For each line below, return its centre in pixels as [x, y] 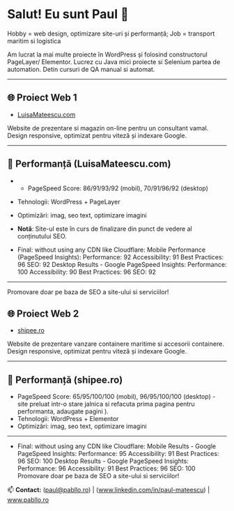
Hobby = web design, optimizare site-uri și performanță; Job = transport [111, 33]
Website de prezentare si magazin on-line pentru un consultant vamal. [108, 128]
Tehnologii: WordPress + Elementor [68, 419]
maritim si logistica [34, 40]
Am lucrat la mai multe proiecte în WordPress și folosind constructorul [107, 54]
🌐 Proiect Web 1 [42, 98]
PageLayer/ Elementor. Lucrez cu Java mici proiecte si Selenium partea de [114, 61]
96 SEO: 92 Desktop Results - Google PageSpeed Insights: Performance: [122, 264]
